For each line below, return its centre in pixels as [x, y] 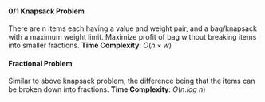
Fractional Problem [41, 63]
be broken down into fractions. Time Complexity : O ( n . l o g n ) [107, 89]
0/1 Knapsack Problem [47, 11]
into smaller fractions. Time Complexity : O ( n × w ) [90, 45]
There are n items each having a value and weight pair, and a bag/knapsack [133, 28]
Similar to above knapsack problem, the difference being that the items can [132, 81]
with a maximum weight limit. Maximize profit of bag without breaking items [132, 37]
